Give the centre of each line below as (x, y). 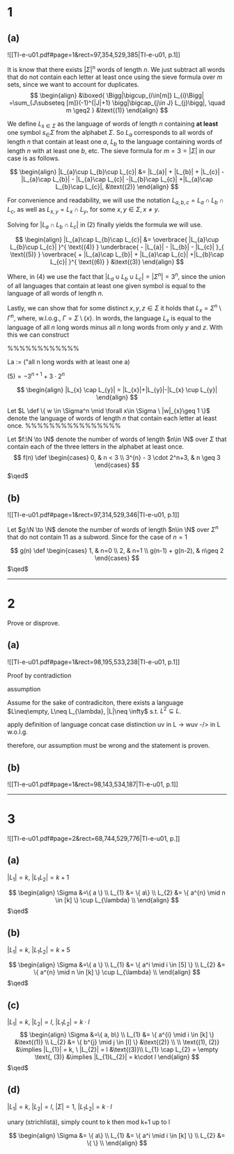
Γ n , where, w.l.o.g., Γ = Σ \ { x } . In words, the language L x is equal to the (109, 318)
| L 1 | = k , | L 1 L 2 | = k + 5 (39, 950)
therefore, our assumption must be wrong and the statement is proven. (109, 746)
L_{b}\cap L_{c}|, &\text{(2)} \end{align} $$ (117, 187)
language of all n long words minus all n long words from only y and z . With (115, 327)
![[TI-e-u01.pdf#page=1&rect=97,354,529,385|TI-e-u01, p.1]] (94, 55)
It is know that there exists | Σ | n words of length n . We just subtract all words (116, 69)
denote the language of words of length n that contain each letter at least (112, 418)
